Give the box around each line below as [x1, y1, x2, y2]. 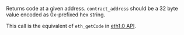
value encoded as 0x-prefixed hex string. [6, 11, 105, 18]
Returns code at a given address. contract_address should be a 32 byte [6, 5, 178, 12]
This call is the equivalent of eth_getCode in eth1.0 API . [6, 23, 136, 29]
